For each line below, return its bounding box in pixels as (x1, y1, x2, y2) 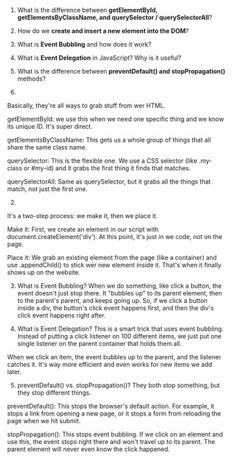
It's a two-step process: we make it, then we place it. (7, 212, 158, 220)
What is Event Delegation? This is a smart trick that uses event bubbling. (17, 325, 224, 333)
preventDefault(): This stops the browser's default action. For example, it (7, 402, 215, 410)
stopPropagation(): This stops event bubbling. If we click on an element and (7, 430, 224, 438)
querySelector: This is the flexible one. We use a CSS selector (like (7, 156, 197, 165)
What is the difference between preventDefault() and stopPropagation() (17, 67, 226, 75)
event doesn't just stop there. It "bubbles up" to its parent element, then (17, 289, 222, 297)
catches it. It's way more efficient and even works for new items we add (7, 361, 213, 368)
